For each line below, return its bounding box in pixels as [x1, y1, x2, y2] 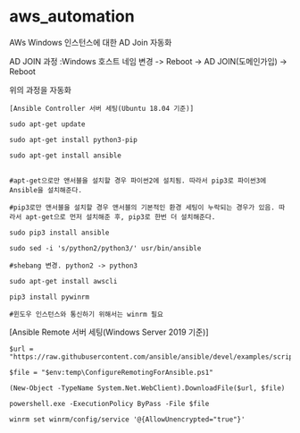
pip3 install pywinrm [9, 293, 90, 301]
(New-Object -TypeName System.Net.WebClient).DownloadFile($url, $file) [9, 383, 286, 393]
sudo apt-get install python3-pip [9, 135, 138, 144]
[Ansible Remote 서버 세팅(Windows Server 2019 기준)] [9, 327, 209, 337]
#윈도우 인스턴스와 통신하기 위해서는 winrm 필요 [9, 310, 163, 318]
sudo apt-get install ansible [9, 150, 122, 160]
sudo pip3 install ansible [9, 228, 110, 237]
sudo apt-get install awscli [9, 276, 118, 285]
